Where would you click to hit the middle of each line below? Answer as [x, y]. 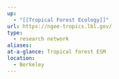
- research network [41, 39]
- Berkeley [29, 65]
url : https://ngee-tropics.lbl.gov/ [60, 26]
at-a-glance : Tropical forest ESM [57, 52]
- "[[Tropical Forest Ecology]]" [61, 20]
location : [21, 58]
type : [15, 33]
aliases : [20, 45]
